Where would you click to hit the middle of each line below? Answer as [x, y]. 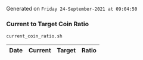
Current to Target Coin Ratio [48, 24]
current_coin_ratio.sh [34, 36]
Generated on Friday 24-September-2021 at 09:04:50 [72, 9]
